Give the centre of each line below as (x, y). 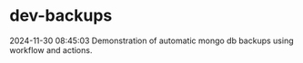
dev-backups (61, 16)
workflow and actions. (51, 49)
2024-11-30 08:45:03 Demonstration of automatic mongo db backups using (151, 40)
